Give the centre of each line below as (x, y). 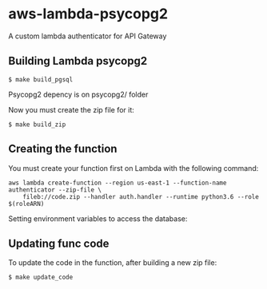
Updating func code (59, 243)
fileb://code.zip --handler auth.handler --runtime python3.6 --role (141, 196)
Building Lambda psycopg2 (78, 61)
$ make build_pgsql (41, 79)
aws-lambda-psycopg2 (88, 14)
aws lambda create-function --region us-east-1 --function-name (118, 183)
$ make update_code (41, 277)
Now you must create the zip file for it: (71, 109)
